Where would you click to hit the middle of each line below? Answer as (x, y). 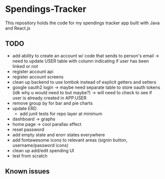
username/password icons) (40, 145)
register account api (33, 71)
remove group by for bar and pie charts (53, 103)
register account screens (38, 77)
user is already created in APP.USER (49, 98)
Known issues (27, 171)
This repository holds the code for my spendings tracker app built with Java (82, 23)
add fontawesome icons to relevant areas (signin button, (70, 140)
